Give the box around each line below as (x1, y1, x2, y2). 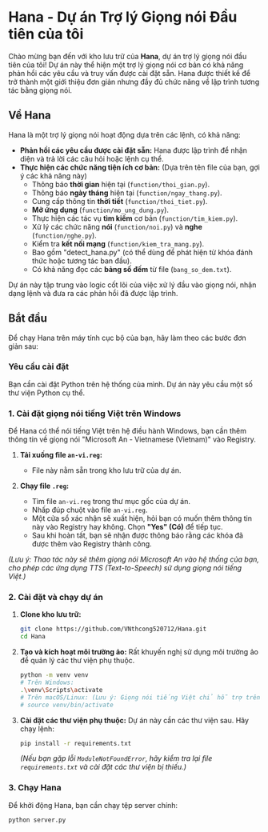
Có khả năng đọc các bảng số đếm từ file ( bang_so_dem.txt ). (31, 264, 232, 274)
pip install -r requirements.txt (19, 739, 132, 747)
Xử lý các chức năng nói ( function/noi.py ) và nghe (31, 222, 202, 231)
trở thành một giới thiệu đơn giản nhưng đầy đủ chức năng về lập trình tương (8, 77, 260, 86)
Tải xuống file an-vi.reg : (19, 450, 102, 460)
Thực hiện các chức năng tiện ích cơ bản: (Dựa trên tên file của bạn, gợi (19, 162, 260, 172)
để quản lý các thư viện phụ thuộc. (19, 656, 135, 666)
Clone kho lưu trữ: (19, 610, 82, 619)
